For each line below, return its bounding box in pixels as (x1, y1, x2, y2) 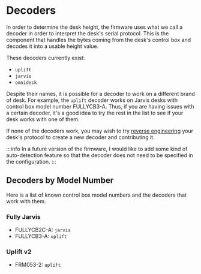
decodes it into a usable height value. (6, 43, 99, 50)
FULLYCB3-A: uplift (14, 233, 67, 240)
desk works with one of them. (6, 115, 80, 123)
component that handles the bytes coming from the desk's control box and (6, 36, 191, 43)
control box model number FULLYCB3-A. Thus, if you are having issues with (6, 103, 194, 110)
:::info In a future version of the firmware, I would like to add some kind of (6, 145, 188, 152)
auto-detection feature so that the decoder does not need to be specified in (6, 151, 193, 159)
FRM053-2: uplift (14, 261, 61, 269)
